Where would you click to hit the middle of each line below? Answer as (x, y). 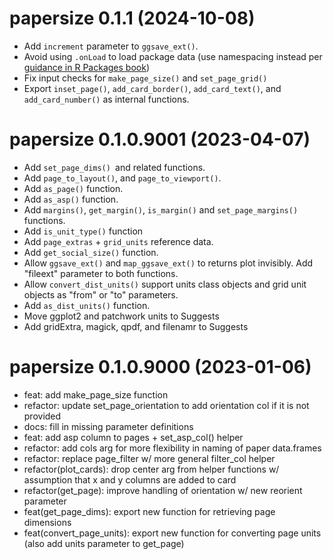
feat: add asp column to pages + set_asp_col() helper (133, 437)
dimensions (47, 522)
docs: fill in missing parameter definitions (108, 426)
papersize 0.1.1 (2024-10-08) (132, 18)
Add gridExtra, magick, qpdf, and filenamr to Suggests (136, 326)
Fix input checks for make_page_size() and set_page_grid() (145, 78)
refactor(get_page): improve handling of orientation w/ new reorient (163, 490)
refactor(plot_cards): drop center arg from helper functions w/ (151, 469)
